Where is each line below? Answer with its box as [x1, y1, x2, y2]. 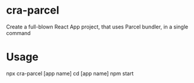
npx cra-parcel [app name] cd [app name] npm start [6, 69, 134, 77]
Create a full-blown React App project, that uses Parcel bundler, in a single [6, 23, 189, 30]
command [6, 29, 31, 36]
